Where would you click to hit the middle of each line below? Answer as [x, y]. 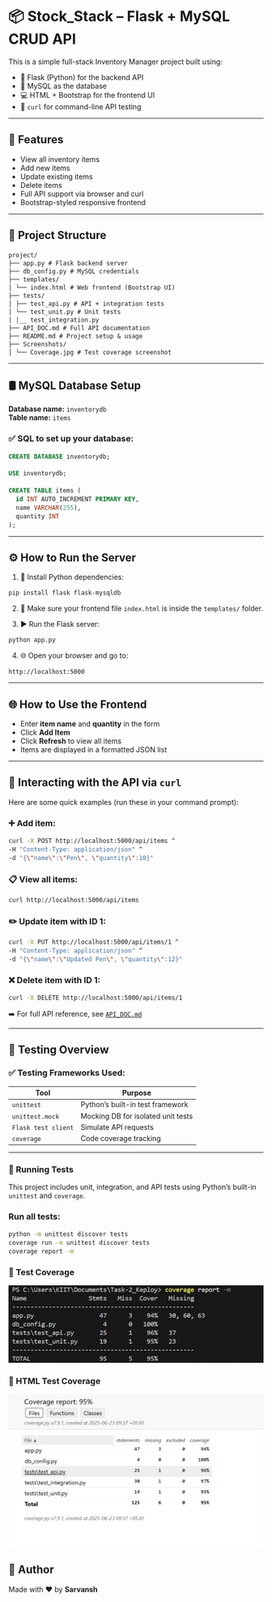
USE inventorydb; [38, 474]
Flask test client [43, 1127]
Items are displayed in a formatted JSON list [93, 749]
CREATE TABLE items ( [45, 491]
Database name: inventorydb [57, 409]
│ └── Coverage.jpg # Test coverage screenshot [90, 352]
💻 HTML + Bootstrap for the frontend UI [87, 95]
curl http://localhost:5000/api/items [74, 900]
